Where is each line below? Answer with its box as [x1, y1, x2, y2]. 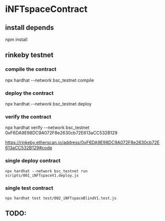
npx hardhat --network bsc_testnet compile [5, 77, 94, 83]
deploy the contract [5, 90, 54, 97]
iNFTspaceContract [5, 3, 88, 15]
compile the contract [5, 66, 57, 73]
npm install [5, 36, 28, 42]
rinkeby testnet [5, 51, 54, 59]
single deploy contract [5, 157, 61, 164]
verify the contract [5, 113, 51, 120]
